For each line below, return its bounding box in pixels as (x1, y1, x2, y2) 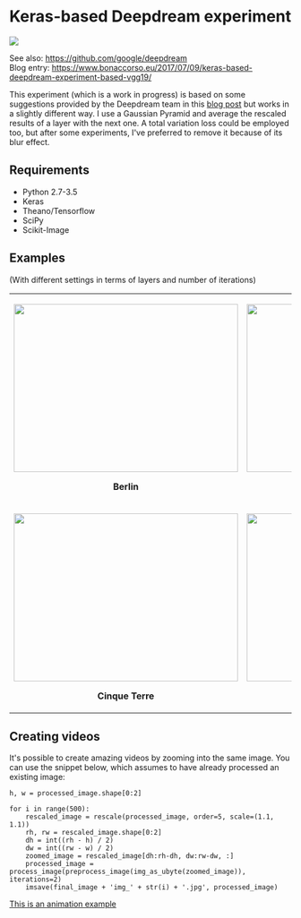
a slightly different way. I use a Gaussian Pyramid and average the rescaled (9, 107, 287, 118)
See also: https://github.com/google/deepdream (9, 52, 188, 64)
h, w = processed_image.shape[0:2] (9, 789, 142, 798)
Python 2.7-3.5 (21, 186, 78, 197)
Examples (9, 251, 65, 266)
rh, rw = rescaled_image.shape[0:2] (25, 828, 163, 837)
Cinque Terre (97, 690, 155, 702)
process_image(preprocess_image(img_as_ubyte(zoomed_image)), (9, 867, 246, 877)
